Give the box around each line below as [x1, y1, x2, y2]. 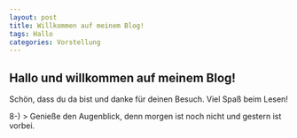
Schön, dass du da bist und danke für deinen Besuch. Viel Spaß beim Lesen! [9, 94, 288, 104]
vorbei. [9, 120, 35, 131]
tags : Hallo [9, 29, 53, 38]
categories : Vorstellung [9, 37, 101, 47]
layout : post [9, 12, 58, 22]
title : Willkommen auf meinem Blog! [9, 21, 145, 30]
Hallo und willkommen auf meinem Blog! [9, 70, 237, 85]
